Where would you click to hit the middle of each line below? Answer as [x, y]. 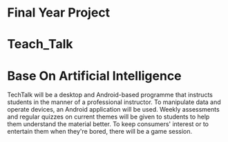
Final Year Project [59, 13]
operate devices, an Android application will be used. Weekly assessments [113, 110]
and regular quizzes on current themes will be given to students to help [108, 117]
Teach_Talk [40, 44]
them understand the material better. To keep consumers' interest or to [108, 124]
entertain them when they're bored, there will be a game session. [100, 132]
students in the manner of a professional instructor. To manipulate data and [114, 102]
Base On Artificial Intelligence [94, 75]
